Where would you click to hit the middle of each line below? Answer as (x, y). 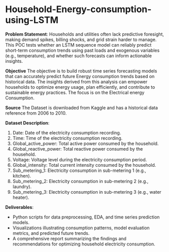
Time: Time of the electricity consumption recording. (68, 138)
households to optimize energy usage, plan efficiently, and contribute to (80, 87)
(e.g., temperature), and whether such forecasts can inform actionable (78, 56)
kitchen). (22, 175)
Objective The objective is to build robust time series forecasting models (81, 71)
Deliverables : (19, 207)
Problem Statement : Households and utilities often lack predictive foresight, (85, 34)
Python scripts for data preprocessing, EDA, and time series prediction (86, 217)
